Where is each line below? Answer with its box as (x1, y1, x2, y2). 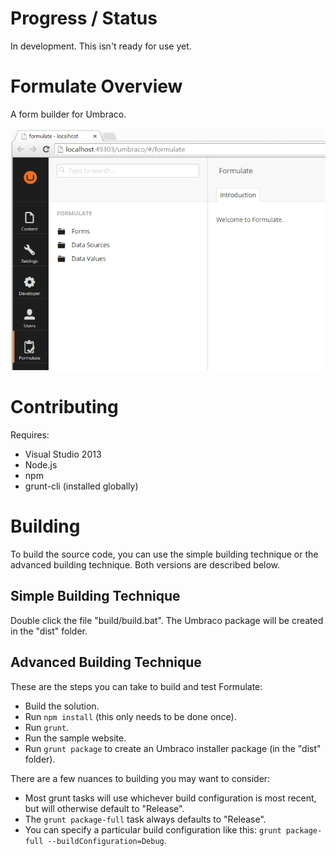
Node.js (24, 459, 58, 471)
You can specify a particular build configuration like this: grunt (24, 823, 282, 836)
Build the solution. (24, 700, 100, 712)
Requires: (10, 429, 50, 441)
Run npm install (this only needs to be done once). (24, 710, 237, 722)
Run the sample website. (24, 732, 127, 744)
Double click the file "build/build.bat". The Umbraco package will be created (10, 614, 324, 626)
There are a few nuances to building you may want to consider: (10, 772, 271, 784)
